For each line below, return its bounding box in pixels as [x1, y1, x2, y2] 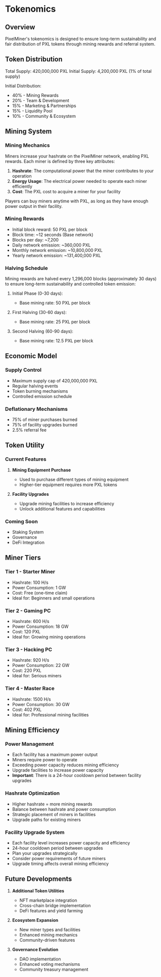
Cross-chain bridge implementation [19, 902, 91, 908]
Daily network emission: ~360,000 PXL [12, 242, 91, 248]
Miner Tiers [5, 554, 41, 562]
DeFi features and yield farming [19, 908, 83, 913]
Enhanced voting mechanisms [19, 961, 80, 967]
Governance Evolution [12, 946, 59, 952]
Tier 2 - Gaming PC [5, 607, 51, 614]
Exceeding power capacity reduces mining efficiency [12, 762, 119, 768]
